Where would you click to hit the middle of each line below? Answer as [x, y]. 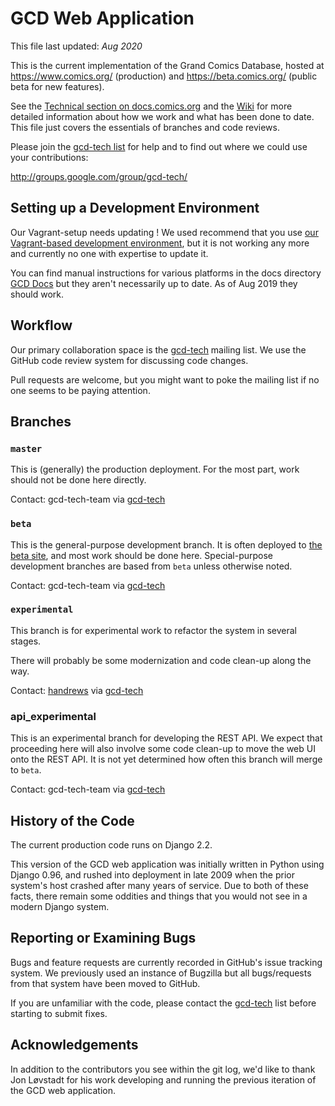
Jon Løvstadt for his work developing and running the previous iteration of [163, 1079]
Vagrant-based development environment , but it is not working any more [160, 243]
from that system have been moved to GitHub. [105, 983]
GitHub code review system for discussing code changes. [129, 360]
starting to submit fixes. [59, 1013]
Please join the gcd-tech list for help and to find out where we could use [159, 146]
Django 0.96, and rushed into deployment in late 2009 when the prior [153, 874]
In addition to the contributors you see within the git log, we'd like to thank [163, 1069]
